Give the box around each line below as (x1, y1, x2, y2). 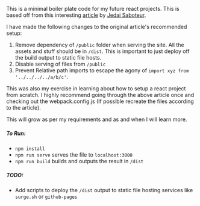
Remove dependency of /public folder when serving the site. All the (14, 42, 185, 48)
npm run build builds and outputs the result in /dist (14, 157, 144, 164)
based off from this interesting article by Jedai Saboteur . (6, 11, 146, 19)
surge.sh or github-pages (14, 193, 78, 200)
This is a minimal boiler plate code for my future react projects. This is (6, 5, 180, 12)
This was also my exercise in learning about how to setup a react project (6, 85, 186, 92)
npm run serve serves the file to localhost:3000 (14, 151, 133, 158)
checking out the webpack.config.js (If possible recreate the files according (6, 98, 194, 105)
